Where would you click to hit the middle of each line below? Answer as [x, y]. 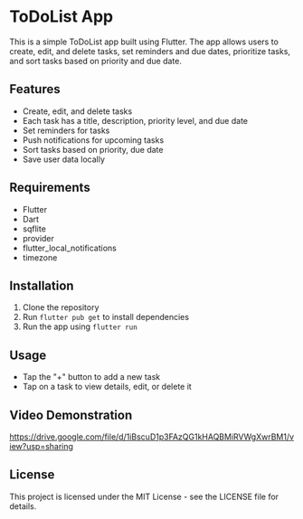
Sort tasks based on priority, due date [93, 149]
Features [35, 89]
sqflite [34, 229]
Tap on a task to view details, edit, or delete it [107, 387]
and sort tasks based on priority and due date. [96, 61]
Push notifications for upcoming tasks [93, 140]
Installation [42, 285]
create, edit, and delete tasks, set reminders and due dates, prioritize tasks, [150, 51]
